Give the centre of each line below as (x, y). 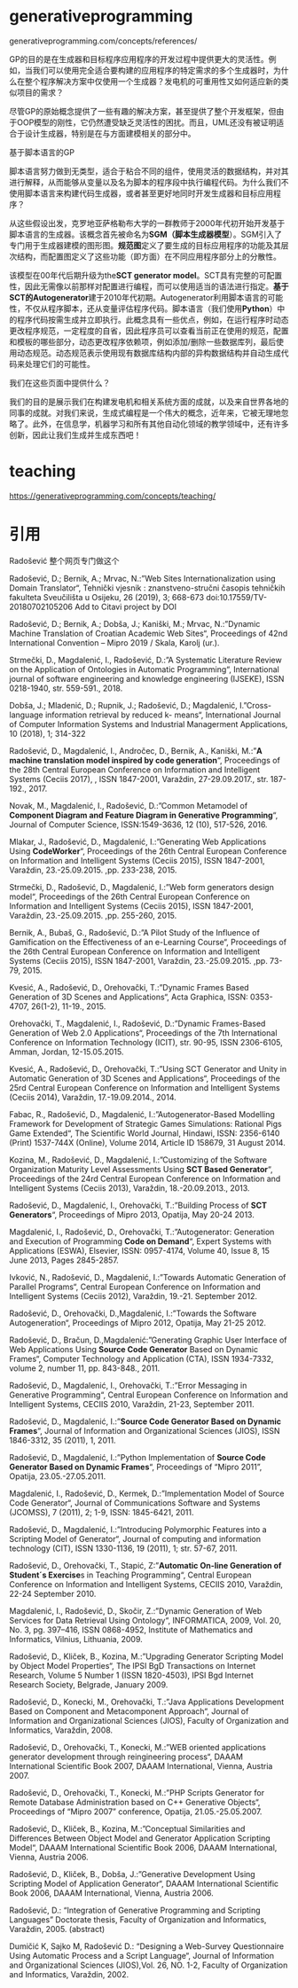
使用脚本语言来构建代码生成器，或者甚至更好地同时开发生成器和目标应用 (141, 193)
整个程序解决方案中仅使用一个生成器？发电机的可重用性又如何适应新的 (153, 81)
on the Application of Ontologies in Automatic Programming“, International (144, 669)
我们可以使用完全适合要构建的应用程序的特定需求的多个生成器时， (153, 70)
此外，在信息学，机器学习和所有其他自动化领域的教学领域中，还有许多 (161, 424)
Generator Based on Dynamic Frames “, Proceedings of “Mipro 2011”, (136, 1467)
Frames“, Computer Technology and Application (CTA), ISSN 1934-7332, (141, 1358)
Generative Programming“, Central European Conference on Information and (149, 1395)
